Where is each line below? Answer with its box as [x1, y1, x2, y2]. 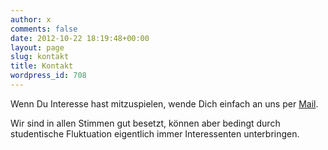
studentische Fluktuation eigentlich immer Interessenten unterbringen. [10, 127, 300, 140]
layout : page [10, 42, 65, 53]
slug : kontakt [10, 52, 70, 62]
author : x [10, 14, 52, 25]
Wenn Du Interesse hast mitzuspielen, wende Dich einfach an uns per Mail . [10, 97, 319, 110]
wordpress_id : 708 [10, 71, 87, 81]
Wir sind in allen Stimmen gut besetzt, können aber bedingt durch [10, 117, 281, 129]
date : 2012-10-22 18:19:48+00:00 [10, 33, 150, 43]
